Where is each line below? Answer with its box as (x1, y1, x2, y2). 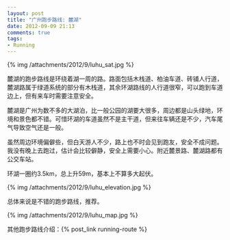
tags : (7, 36, 23, 42)
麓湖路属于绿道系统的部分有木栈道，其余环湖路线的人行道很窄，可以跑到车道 (7, 83, 223, 91)
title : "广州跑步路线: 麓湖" (7, 16, 82, 23)
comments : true (7, 29, 51, 36)
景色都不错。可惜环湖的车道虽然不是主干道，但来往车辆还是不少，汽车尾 (18, 115, 223, 123)
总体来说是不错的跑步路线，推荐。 (7, 198, 103, 205)
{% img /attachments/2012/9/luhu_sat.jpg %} (7, 61, 135, 68)
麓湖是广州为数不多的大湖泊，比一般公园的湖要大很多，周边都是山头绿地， (7, 107, 217, 114)
